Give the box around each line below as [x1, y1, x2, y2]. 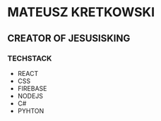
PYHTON [17, 106, 44, 115]
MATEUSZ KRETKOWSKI [7, 4, 155, 20]
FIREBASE [17, 84, 47, 92]
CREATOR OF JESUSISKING [7, 32, 131, 44]
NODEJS [17, 91, 44, 100]
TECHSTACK [7, 53, 52, 63]
